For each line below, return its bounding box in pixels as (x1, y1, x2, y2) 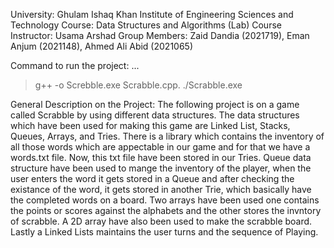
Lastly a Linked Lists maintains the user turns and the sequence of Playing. (10, 226, 319, 238)
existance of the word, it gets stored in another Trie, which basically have (10, 184, 312, 195)
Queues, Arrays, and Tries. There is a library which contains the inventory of (10, 130, 325, 142)
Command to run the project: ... (10, 60, 140, 71)
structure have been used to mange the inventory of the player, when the (10, 162, 312, 174)
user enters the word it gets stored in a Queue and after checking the (10, 173, 295, 184)
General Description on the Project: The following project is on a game (10, 99, 300, 110)
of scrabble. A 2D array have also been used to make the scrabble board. (10, 215, 313, 227)
